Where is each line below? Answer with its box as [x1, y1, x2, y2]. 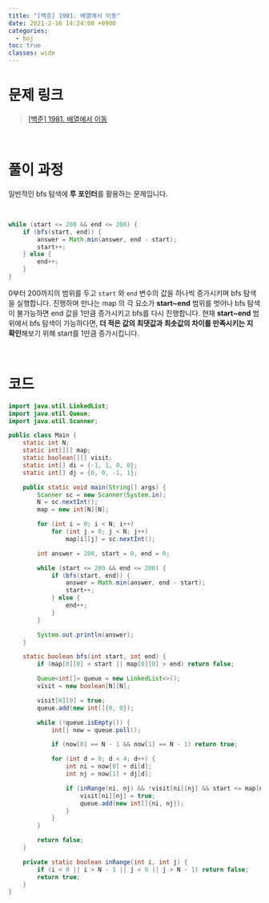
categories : [8, 26, 48, 35]
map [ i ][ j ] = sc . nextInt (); [65, 535, 156, 543]
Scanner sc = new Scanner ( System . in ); [37, 490, 167, 498]
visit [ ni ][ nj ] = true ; [79, 791, 156, 799]
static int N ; [22, 439, 70, 447]
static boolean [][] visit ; [22, 454, 113, 462]
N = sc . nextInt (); [37, 498, 98, 506]
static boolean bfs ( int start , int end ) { [22, 653, 167, 661]
